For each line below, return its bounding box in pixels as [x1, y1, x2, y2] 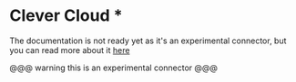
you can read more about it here [9, 44, 130, 55]
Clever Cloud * [9, 5, 123, 26]
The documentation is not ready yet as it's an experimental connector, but [9, 35, 287, 46]
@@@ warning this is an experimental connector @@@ [9, 62, 219, 73]
